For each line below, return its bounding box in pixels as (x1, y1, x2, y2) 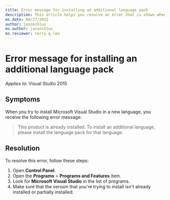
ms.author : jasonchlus (5, 26, 53, 31)
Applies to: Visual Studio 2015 (5, 80, 67, 86)
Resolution (5, 144, 40, 153)
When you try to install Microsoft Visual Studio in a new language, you (5, 109, 151, 115)
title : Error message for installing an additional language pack (5, 7, 148, 13)
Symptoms (5, 95, 40, 104)
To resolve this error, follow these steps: (5, 157, 89, 163)
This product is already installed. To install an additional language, (17, 124, 155, 130)
